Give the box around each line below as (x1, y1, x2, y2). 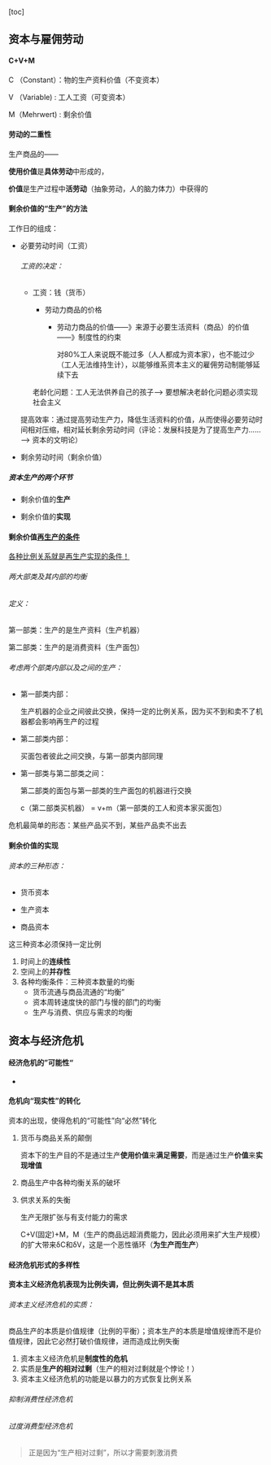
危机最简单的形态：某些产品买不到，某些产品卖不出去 (8, 821, 187, 831)
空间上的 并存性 (20, 967, 71, 977)
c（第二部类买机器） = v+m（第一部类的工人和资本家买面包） (20, 803, 226, 813)
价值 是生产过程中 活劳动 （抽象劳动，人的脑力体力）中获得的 (8, 183, 208, 194)
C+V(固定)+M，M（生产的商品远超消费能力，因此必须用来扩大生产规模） (20, 1229, 265, 1239)
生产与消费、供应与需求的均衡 (32, 1008, 133, 1018)
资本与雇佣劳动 (8, 33, 84, 46)
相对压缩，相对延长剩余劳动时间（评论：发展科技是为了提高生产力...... (27, 425, 261, 434)
